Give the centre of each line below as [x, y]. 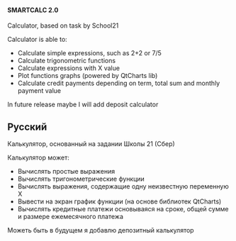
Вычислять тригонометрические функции [81, 179]
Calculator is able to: [37, 40]
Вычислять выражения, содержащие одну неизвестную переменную [123, 186]
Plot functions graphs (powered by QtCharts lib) [88, 76]
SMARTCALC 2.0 [33, 10]
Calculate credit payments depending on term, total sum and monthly [119, 83]
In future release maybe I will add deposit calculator [83, 105]
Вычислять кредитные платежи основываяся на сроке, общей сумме [123, 209]
